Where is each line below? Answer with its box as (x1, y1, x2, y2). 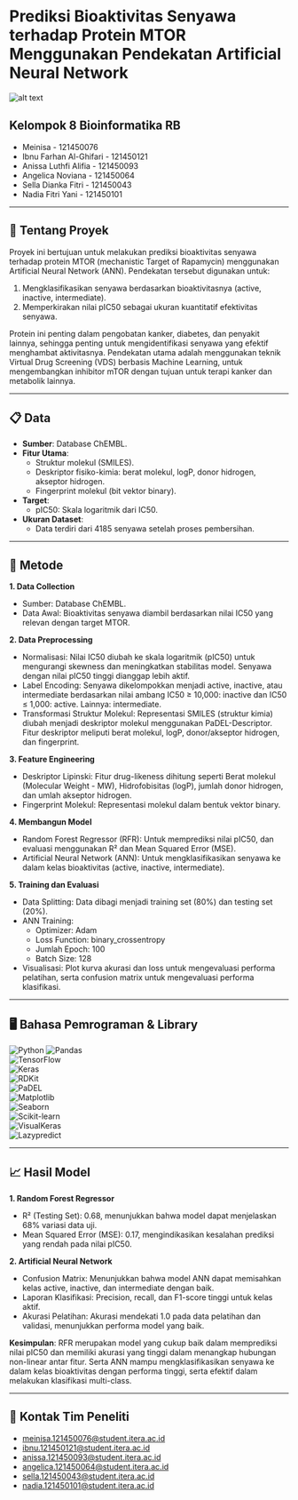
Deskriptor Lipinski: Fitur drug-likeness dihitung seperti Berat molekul (21, 771, 277, 782)
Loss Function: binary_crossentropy (35, 935, 166, 945)
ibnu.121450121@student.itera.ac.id (21, 1442, 151, 1453)
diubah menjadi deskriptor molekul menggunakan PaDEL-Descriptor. (21, 718, 273, 729)
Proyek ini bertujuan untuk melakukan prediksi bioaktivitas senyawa (9, 246, 257, 257)
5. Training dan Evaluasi (9, 880, 99, 890)
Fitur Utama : (21, 448, 69, 459)
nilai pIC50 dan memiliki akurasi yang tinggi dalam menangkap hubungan (9, 1346, 277, 1357)
